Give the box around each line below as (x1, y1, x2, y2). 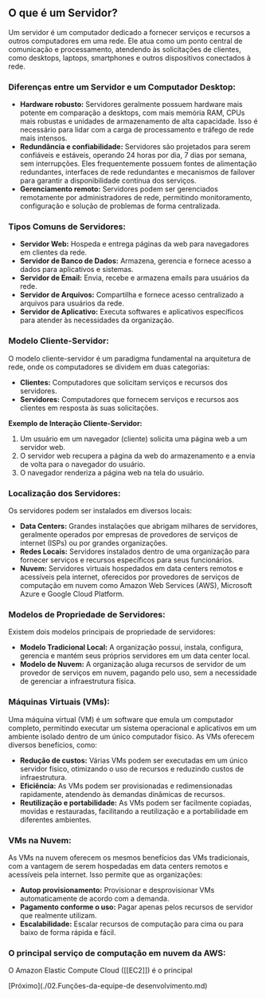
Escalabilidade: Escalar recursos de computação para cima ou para (19, 919, 244, 929)
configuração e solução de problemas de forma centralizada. (19, 201, 221, 211)
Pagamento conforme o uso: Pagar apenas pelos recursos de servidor (19, 901, 253, 912)
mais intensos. (19, 133, 68, 143)
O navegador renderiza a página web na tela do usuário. (19, 467, 205, 477)
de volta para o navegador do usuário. (19, 459, 146, 469)
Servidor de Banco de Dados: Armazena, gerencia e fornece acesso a (19, 256, 252, 266)
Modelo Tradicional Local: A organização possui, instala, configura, (19, 642, 244, 653)
